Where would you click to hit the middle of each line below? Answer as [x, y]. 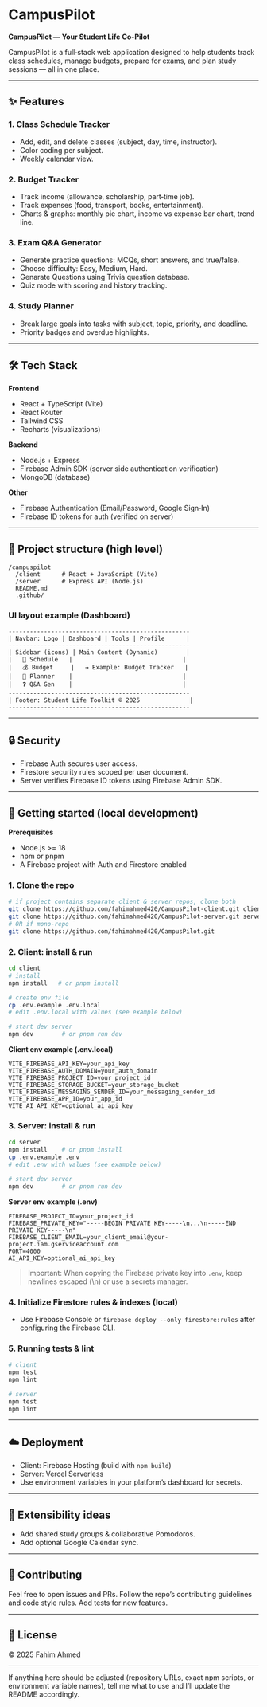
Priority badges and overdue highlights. [84, 332]
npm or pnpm [42, 856]
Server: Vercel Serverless [62, 1474]
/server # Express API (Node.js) [80, 582]
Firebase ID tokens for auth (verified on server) [97, 516]
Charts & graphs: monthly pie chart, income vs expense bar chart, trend [137, 214]
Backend [23, 445]
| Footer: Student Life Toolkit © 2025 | [101, 700]
